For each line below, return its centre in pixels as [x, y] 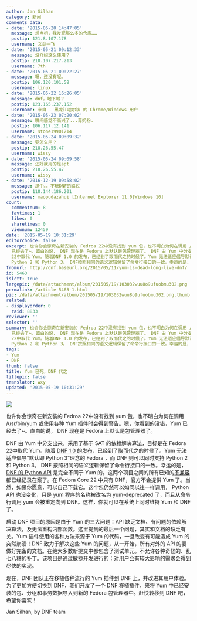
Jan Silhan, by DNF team [36, 612]
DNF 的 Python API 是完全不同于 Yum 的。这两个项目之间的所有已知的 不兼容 [98, 472]
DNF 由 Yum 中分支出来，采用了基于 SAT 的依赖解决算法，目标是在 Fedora [96, 443]
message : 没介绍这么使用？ [41, 55]
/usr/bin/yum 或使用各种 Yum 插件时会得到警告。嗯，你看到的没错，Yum [94, 423]
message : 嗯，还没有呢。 [39, 77]
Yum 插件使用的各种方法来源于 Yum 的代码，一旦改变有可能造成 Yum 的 [103, 536]
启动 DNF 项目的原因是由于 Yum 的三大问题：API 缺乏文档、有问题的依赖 [94, 522]
